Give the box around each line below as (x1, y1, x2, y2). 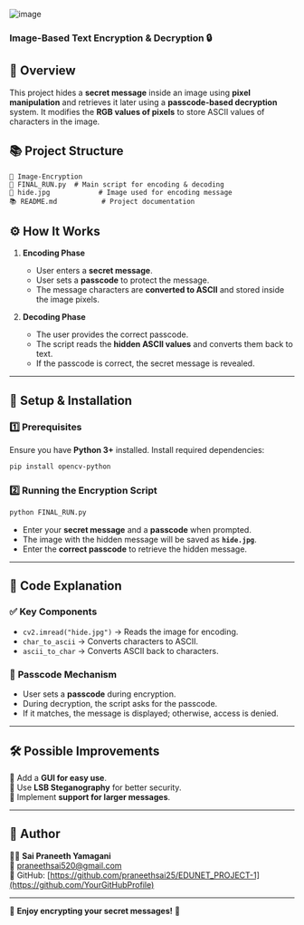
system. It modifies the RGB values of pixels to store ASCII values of (9, 106, 265, 117)
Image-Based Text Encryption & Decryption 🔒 (9, 32, 213, 44)
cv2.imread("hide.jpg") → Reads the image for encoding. (22, 626, 239, 637)
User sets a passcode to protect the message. (35, 275, 210, 285)
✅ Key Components (9, 605, 98, 618)
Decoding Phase (22, 312, 86, 323)
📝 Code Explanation (9, 578, 122, 593)
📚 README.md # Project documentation (9, 197, 195, 206)
